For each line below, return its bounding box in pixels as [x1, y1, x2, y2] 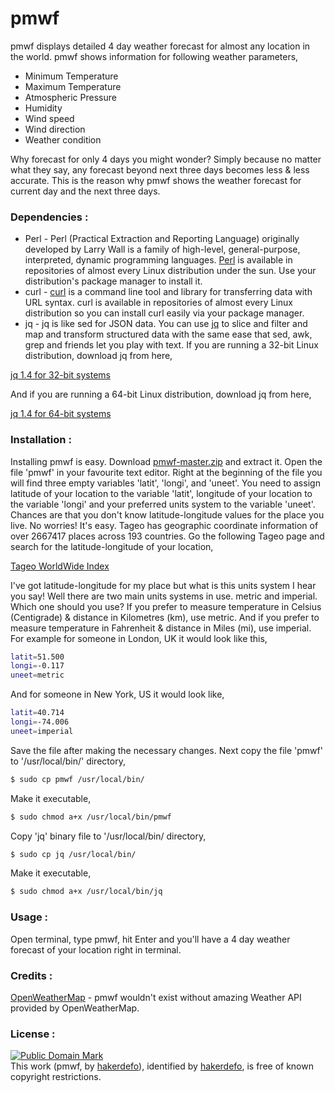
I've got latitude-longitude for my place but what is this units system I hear [10, 579, 317, 591]
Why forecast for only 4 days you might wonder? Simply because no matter [10, 153, 322, 165]
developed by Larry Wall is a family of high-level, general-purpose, [24, 243, 301, 256]
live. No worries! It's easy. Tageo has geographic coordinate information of [10, 519, 319, 531]
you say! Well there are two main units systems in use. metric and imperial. [10, 590, 318, 602]
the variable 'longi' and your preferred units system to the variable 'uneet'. [10, 498, 316, 510]
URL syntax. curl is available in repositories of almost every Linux [24, 297, 294, 309]
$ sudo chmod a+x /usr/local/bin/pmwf [10, 812, 172, 822]
